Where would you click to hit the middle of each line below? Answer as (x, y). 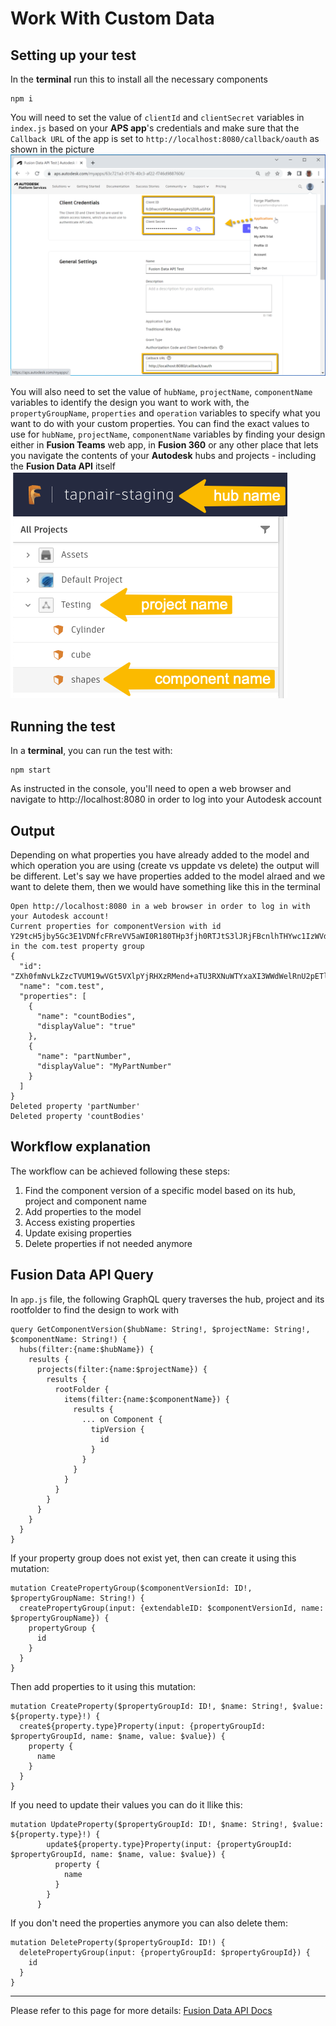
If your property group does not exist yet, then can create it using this (153, 1558)
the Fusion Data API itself (63, 466)
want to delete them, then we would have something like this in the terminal (165, 886)
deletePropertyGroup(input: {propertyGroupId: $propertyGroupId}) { (165, 1952)
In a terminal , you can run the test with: (91, 751)
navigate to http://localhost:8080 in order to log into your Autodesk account (166, 799)
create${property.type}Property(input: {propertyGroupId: (143, 1726)
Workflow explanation (81, 1147)
